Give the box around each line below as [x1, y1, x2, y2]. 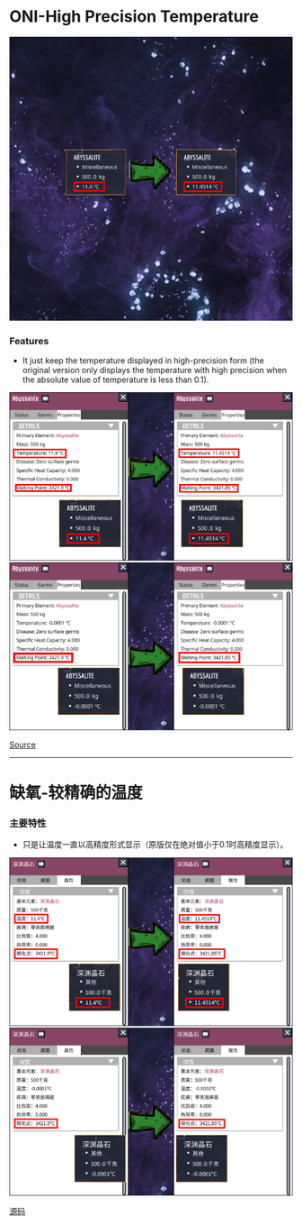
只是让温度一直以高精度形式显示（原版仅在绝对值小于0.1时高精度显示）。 [22, 838, 289, 849]
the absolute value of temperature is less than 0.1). [22, 374, 209, 385]
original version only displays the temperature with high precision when [22, 365, 288, 376]
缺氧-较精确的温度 [9, 782, 144, 803]
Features [9, 334, 49, 347]
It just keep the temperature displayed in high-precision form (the [22, 355, 265, 366]
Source [9, 739, 36, 750]
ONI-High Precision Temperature [9, 6, 259, 27]
